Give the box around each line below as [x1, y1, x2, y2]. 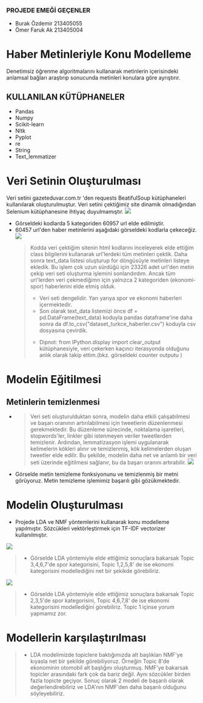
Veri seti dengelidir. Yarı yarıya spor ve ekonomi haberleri [39, 294, 182, 302]
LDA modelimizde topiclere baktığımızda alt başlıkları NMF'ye [30, 651, 183, 658]
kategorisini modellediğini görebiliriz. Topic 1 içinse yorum [30, 603, 175, 610]
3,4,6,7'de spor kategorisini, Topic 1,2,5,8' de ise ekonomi [30, 560, 174, 568]
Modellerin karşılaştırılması [6, 631, 147, 645]
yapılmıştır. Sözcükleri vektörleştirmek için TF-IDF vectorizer [15, 525, 166, 532]
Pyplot [15, 134, 32, 141]
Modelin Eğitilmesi [6, 373, 102, 387]
